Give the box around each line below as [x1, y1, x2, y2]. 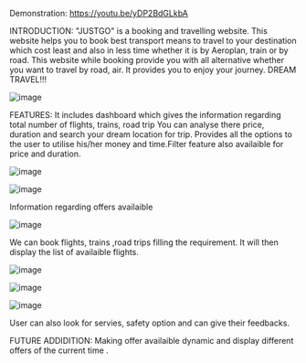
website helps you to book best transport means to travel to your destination [9, 36, 297, 46]
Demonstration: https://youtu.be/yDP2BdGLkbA [9, 8, 189, 18]
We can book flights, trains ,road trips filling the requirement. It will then [9, 237, 279, 248]
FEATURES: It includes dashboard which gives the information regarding [9, 110, 281, 120]
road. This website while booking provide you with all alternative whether [9, 55, 285, 65]
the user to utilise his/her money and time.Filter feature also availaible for [9, 139, 284, 149]
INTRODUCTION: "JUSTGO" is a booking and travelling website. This [9, 26, 268, 36]
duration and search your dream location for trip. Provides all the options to [9, 129, 292, 140]
